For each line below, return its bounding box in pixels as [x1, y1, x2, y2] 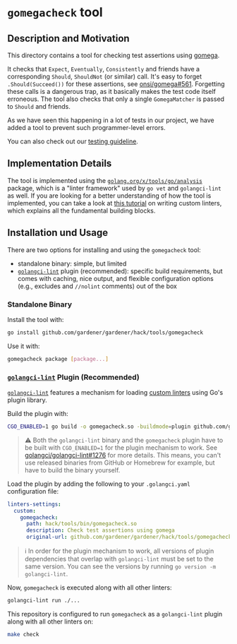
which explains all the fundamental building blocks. [7, 206, 156, 215]
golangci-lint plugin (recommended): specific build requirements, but [17, 266, 224, 275]
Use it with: [7, 342, 40, 350]
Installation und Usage [7, 227, 109, 239]
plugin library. [7, 395, 47, 404]
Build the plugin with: [7, 409, 68, 417]
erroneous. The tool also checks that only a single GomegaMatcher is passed [7, 95, 224, 103]
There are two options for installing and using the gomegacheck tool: [7, 245, 201, 254]
